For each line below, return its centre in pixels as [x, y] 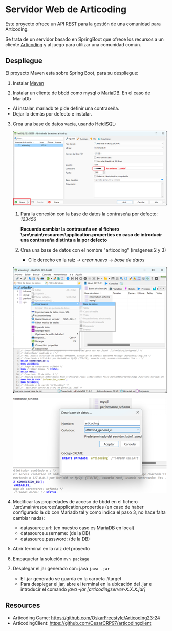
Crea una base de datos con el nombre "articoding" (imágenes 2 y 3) [93, 250]
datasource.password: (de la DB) [55, 539]
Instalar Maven [28, 83]
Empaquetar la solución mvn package [51, 559]
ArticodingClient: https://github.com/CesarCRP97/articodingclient [82, 623]
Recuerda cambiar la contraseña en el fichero [70, 229]
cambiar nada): [29, 518]
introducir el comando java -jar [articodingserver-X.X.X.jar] [83, 589]
